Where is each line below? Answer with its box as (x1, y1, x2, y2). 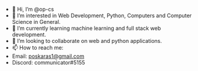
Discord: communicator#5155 (11, 59, 85, 66)
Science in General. (11, 18, 61, 25)
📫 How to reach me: (11, 44, 64, 51)
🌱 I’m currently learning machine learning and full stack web (11, 24, 161, 32)
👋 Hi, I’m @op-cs (11, 6, 54, 13)
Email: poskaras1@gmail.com (11, 53, 84, 60)
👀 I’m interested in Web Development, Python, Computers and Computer (11, 12, 192, 19)
